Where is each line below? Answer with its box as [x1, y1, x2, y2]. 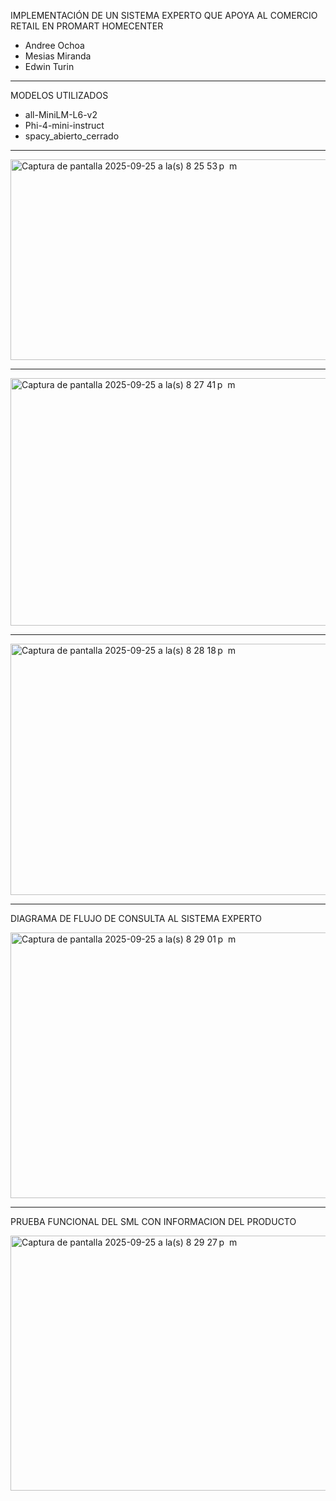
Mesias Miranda [24, 50, 92, 62]
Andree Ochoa [24, 40, 85, 51]
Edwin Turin [24, 61, 75, 72]
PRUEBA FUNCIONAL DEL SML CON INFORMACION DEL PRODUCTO [10, 1216, 297, 1227]
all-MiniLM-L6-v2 [24, 109, 98, 120]
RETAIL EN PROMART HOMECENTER [10, 20, 164, 32]
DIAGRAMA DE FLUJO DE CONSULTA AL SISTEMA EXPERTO [10, 913, 262, 924]
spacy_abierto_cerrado [24, 130, 120, 142]
